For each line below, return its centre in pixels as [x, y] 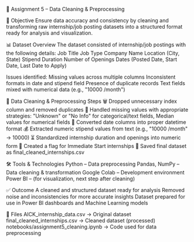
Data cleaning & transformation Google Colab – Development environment [95, 172]
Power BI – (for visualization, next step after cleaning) [71, 179]
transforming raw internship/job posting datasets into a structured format [94, 27]
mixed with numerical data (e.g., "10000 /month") [66, 89]
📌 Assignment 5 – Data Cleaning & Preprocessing [65, 9]
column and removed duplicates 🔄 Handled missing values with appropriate [97, 110]
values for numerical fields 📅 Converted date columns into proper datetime [96, 122]
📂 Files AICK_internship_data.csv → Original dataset [69, 214]
